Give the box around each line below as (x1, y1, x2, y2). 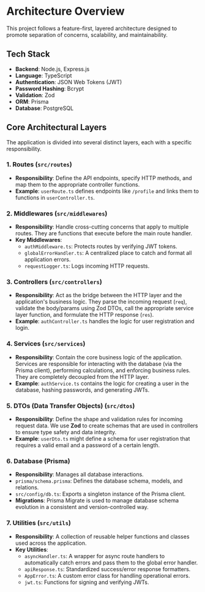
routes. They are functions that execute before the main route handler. (15, 230, 193, 237)
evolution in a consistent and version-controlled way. (15, 504, 149, 511)
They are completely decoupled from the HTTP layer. (15, 373, 149, 380)
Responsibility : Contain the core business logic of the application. (15, 353, 182, 360)
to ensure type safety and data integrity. (15, 429, 117, 436)
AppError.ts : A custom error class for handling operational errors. (24, 572, 190, 579)
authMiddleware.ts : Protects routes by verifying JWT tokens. (24, 243, 177, 250)
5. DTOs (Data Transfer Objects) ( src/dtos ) (6, 401, 135, 410)
